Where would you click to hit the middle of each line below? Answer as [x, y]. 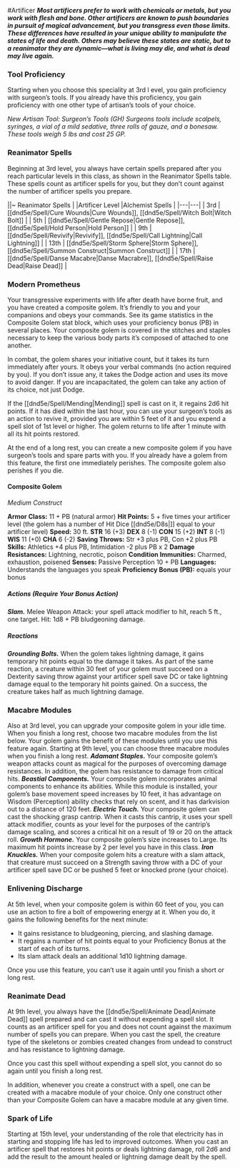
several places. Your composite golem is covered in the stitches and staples [119, 330]
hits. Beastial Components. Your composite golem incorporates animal [112, 779]
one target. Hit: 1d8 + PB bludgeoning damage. [76, 619]
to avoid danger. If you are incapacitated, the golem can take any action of [117, 382]
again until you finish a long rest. [55, 1071]
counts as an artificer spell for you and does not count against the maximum [120, 1026]
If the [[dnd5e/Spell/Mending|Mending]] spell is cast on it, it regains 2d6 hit [118, 403]
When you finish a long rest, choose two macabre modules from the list [112, 733]
